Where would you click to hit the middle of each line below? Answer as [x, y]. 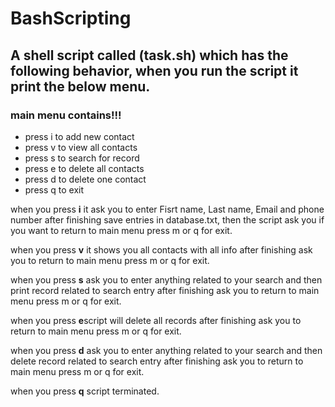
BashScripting [71, 18]
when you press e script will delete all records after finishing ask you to [156, 320]
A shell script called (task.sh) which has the [149, 55]
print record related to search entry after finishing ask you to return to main [165, 290]
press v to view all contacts [81, 147]
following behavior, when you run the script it [154, 70]
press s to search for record [82, 158]
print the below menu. [80, 86]
